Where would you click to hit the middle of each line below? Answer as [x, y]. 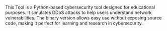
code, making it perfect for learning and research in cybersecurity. [74, 23]
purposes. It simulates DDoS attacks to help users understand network [78, 12]
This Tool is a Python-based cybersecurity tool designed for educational [80, 7]
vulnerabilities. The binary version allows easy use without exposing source [83, 18]
